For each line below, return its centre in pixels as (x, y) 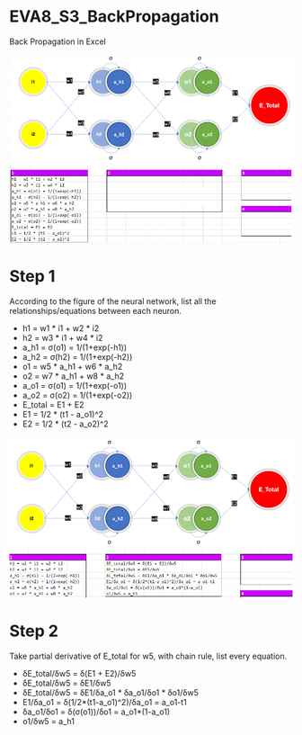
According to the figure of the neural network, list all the (113, 301)
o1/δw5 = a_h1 (48, 722)
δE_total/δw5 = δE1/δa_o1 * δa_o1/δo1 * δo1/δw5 (111, 693)
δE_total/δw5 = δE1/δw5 (67, 683)
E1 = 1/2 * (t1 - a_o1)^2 (63, 415)
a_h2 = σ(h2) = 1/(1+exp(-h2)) (77, 357)
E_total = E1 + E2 (53, 405)
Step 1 (32, 277)
